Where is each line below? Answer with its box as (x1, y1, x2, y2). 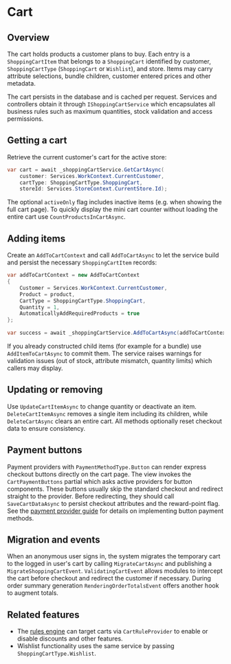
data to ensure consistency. (7, 424, 86, 432)
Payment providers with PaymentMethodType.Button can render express (7, 462, 207, 471)
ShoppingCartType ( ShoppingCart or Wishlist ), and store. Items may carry (7, 65, 213, 72)
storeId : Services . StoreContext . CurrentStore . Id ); (19, 186, 168, 193)
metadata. (7, 79, 36, 87)
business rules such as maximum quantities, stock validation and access (7, 108, 213, 115)
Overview (7, 32, 50, 43)
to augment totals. (7, 589, 58, 597)
